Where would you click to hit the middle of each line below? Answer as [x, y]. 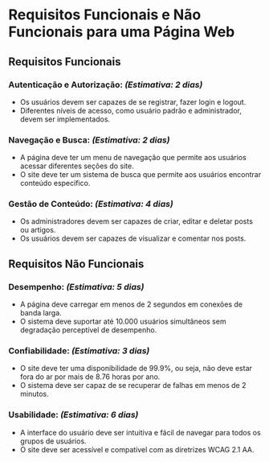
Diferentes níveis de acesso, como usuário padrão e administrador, [131, 110]
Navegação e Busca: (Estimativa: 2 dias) [89, 140]
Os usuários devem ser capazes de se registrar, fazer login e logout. [133, 101]
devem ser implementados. [65, 119]
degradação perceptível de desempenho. [88, 330]
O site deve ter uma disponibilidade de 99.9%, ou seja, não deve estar [136, 369]
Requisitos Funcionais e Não [105, 15]
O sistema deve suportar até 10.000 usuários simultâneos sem [123, 322]
